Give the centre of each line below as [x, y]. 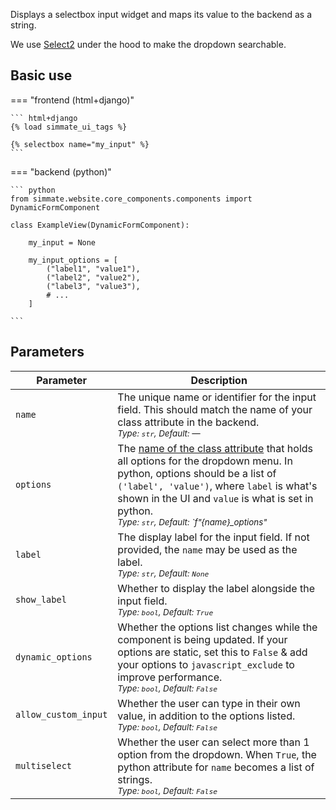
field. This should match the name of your [215, 409]
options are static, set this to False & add [212, 652]
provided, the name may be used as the [207, 549]
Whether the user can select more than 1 [213, 742]
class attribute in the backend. [188, 422]
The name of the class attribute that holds [215, 448]
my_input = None [62, 242]
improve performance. [170, 677]
